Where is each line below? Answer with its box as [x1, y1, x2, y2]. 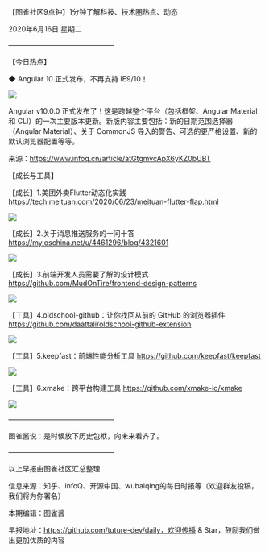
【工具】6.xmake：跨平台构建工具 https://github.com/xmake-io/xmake [8, 384, 243, 392]
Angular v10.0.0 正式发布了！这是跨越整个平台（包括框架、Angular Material [8, 106, 258, 115]
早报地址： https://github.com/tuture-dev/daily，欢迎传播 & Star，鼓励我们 [8, 525, 254, 534]
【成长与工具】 [8, 171, 58, 180]
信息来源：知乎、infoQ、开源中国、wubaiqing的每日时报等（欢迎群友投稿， [8, 481, 259, 490]
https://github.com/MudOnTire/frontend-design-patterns [8, 279, 197, 288]
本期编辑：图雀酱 [8, 508, 65, 517]
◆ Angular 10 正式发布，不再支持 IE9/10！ [8, 74, 148, 83]
